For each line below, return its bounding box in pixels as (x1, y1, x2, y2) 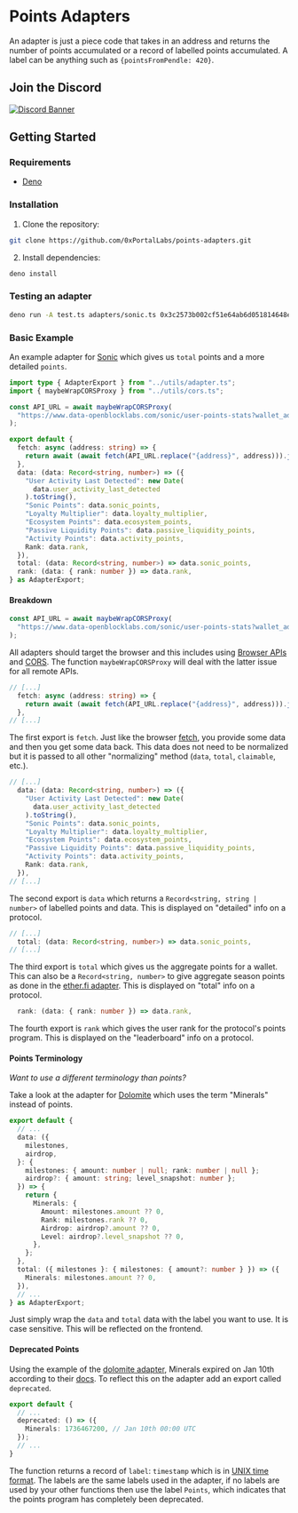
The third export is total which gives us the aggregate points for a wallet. (9, 961, 278, 972)
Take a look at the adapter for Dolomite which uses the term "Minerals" (9, 1090, 269, 1101)
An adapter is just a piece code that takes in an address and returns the (9, 36, 271, 46)
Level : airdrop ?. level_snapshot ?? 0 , (41, 1232, 184, 1241)
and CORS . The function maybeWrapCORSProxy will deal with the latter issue (9, 656, 278, 667)
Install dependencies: (21, 251, 101, 263)
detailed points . (9, 361, 67, 371)
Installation (9, 198, 59, 211)
